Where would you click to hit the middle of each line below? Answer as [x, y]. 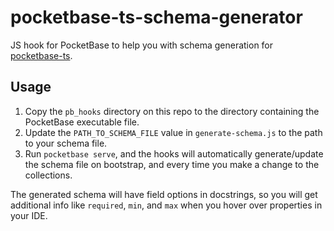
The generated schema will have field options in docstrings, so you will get [164, 194]
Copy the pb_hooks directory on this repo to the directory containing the [172, 111]
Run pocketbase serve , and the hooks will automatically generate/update [174, 153]
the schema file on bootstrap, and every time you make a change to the [172, 164]
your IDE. [29, 215]
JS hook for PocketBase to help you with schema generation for [142, 45]
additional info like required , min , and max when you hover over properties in [166, 205]
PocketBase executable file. [82, 122]
